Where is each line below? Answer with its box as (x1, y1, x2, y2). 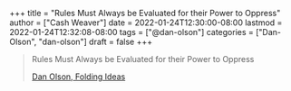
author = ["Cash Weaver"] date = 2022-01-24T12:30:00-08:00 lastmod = (9, 17, 283, 28)
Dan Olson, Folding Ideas (31, 71, 126, 82)
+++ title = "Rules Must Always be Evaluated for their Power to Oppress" (9, 8, 281, 18)
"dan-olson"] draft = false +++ (38, 36, 152, 47)
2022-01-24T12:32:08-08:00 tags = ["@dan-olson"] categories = (9, 27, 254, 37)
